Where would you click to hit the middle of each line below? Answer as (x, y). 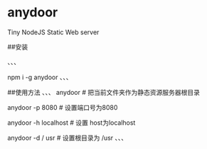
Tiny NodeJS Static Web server (53, 32)
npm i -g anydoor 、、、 (40, 77)
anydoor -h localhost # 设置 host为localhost (71, 123)
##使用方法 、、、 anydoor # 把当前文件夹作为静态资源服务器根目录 (104, 92)
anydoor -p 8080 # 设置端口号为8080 (63, 107)
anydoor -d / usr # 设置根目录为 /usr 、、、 (68, 138)
